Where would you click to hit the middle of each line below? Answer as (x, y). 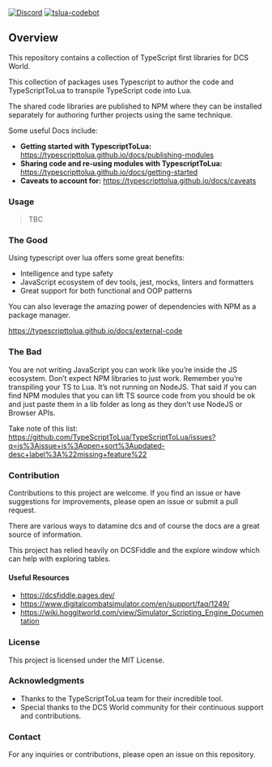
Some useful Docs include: (53, 131)
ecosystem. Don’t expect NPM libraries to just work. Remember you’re (125, 378)
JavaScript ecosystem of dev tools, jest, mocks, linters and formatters (137, 282)
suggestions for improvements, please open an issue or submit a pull (123, 501)
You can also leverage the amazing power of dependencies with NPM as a (132, 306)
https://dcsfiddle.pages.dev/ (67, 595)
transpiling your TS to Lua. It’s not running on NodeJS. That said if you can (133, 387)
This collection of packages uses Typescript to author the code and (121, 82)
